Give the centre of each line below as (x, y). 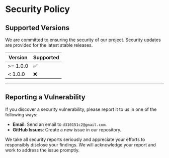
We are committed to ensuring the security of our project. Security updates (83, 40)
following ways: (21, 114)
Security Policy (38, 9)
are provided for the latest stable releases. (49, 45)
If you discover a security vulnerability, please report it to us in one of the (81, 109)
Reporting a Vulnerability (45, 97)
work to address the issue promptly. (43, 150)
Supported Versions (37, 28)
